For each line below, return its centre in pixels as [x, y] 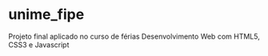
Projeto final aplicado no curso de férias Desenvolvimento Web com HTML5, [134, 36]
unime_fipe [46, 15]
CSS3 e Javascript [39, 44]
